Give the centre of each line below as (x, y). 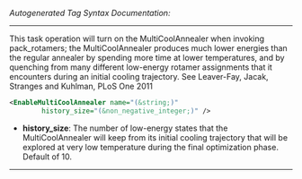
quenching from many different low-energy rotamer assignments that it (141, 67)
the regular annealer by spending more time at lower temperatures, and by (147, 58)
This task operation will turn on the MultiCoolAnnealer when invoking (137, 38)
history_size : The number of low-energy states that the (125, 128)
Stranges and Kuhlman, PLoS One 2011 (81, 86)
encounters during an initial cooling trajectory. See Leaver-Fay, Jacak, (139, 77)
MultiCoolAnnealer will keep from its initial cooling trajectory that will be (155, 137)
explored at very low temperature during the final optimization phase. (150, 147)
